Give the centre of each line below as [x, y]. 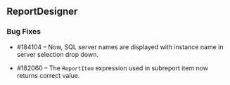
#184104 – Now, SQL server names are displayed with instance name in [120, 47]
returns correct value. [48, 75]
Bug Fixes [24, 32]
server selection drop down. [58, 54]
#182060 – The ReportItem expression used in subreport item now [113, 68]
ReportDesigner [42, 12]
